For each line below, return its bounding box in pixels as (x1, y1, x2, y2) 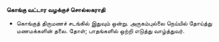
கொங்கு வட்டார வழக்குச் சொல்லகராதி (6, 6, 106, 14)
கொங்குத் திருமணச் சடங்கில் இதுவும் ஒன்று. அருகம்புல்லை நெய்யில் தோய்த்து (16, 20, 213, 27)
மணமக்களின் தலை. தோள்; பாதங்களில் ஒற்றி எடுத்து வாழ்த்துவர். (16, 27, 185, 35)
